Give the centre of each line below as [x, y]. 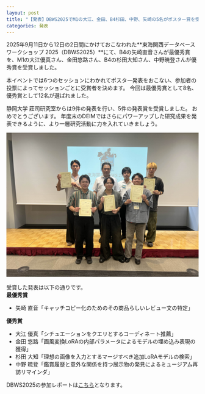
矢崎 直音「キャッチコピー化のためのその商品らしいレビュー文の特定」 [104, 308]
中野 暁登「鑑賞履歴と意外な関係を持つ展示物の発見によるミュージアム [104, 364]
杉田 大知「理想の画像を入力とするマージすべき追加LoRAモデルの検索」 [105, 357]
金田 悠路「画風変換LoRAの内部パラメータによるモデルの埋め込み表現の [105, 342]
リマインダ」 [37, 372]
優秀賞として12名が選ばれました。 [49, 96]
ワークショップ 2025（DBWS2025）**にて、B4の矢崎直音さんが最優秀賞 [98, 52]
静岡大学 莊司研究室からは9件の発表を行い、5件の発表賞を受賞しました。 [99, 109]
